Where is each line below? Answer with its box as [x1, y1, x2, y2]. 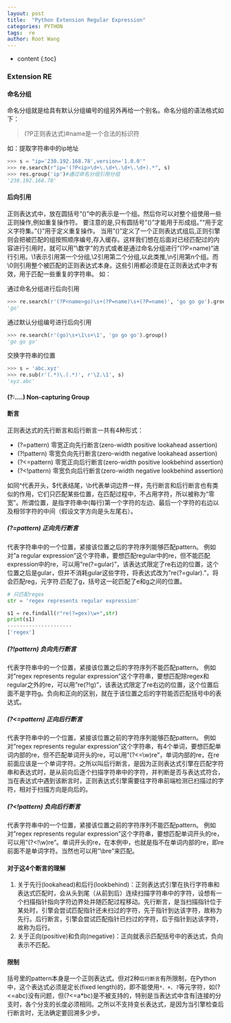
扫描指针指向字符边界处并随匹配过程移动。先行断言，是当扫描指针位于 [23, 898, 222, 906]
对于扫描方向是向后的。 [25, 785, 91, 794]
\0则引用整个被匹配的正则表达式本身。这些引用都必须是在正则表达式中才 [7, 261, 212, 269]
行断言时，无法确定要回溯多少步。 [7, 1009, 104, 1017]
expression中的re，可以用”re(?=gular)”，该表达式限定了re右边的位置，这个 [7, 559, 219, 568]
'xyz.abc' [7, 378, 36, 385]
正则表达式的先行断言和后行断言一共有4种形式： [7, 426, 144, 434]
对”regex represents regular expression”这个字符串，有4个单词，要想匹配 [7, 742, 215, 751]
